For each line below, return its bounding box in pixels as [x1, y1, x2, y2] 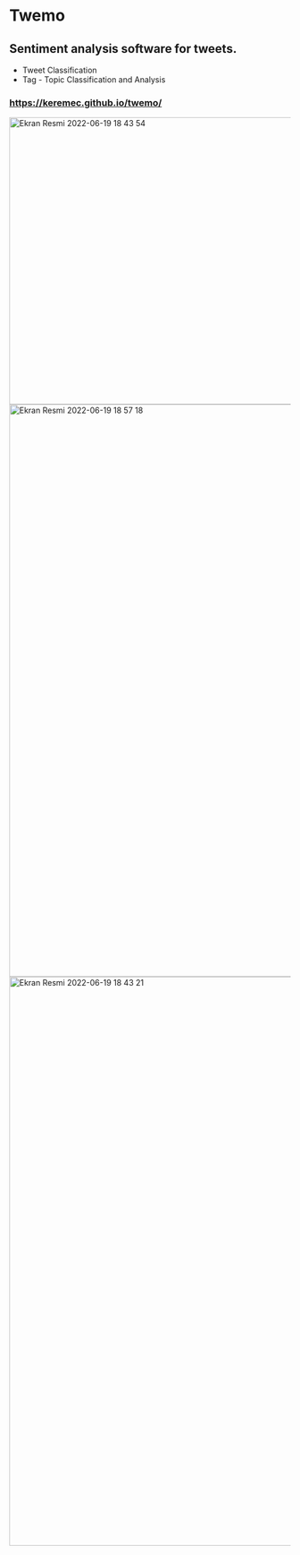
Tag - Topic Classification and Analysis [21, 74, 166, 85]
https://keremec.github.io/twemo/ [9, 96, 162, 108]
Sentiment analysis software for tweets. [9, 41, 237, 56]
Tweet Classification [21, 64, 97, 75]
